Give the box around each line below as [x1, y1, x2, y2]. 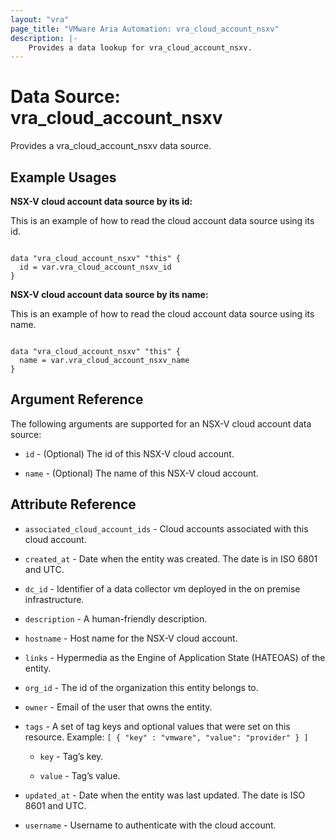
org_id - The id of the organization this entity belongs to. [24, 681, 259, 693]
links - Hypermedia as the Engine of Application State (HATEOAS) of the [24, 651, 326, 663]
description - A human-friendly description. [24, 612, 208, 625]
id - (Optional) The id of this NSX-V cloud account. [24, 447, 235, 460]
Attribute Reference [10, 496, 137, 513]
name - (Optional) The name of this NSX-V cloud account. [24, 467, 259, 479]
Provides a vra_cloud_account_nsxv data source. [10, 140, 212, 152]
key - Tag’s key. [39, 750, 104, 762]
